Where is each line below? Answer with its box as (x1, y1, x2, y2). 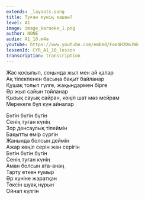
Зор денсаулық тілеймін (6, 124, 67, 131)
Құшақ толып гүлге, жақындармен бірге (6, 81, 108, 89)
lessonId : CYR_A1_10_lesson (6, 47, 76, 53)
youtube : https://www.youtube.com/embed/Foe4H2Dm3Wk (6, 42, 139, 48)
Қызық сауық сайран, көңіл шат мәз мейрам (6, 94, 120, 101)
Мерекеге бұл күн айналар (6, 100, 74, 107)
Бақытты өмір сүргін (6, 131, 58, 138)
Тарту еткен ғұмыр (6, 168, 54, 175)
